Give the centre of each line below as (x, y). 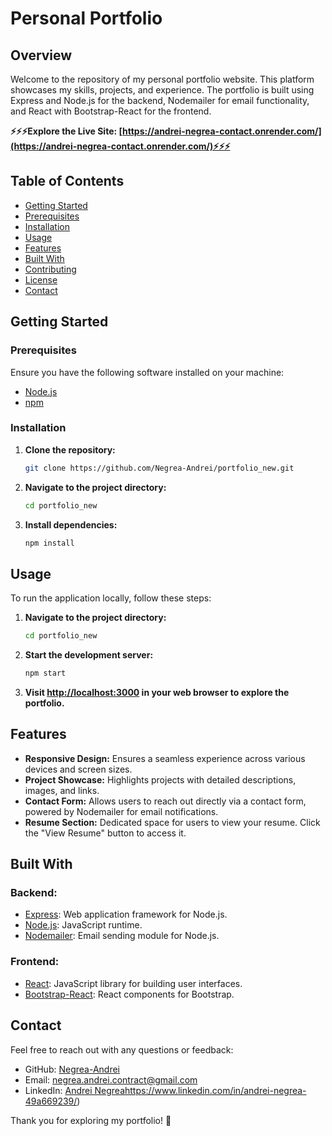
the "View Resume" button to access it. (105, 833)
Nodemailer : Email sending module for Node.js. (122, 936)
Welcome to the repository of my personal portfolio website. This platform (162, 79)
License (41, 279)
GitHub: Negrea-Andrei (72, 1069)
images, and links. (62, 790)
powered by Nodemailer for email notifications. (121, 811)
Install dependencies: (71, 524)
